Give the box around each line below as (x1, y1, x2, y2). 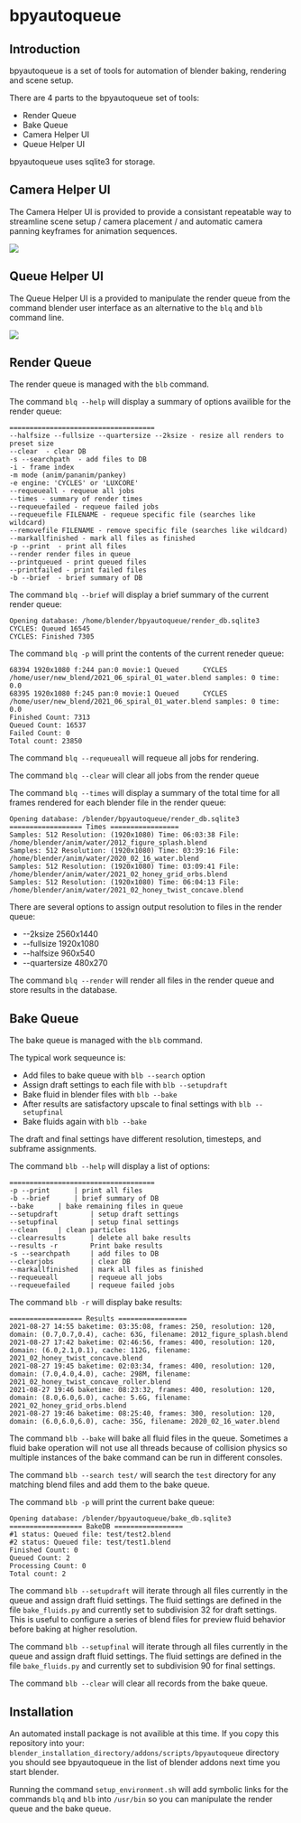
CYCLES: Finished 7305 (9, 632, 95, 641)
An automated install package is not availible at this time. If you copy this (9, 1728, 279, 1739)
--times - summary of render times (9, 494, 143, 504)
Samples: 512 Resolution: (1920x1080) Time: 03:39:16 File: (9, 846, 241, 855)
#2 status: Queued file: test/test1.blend (9, 1538, 171, 1547)
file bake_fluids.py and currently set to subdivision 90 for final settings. (9, 1660, 276, 1671)
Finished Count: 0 (9, 1546, 78, 1555)
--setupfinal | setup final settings (9, 1218, 179, 1227)
